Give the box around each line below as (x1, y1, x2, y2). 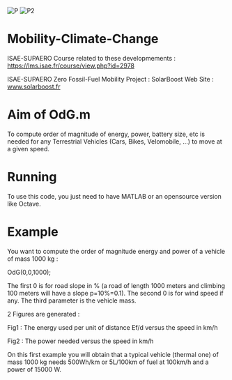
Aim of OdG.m (7, 107, 91, 123)
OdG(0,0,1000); (7, 268, 51, 276)
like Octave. (7, 199, 42, 208)
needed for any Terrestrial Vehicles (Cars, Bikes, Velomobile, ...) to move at (7, 137, 223, 146)
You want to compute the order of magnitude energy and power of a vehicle (7, 247, 225, 255)
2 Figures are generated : (7, 310, 80, 318)
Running (7, 169, 57, 185)
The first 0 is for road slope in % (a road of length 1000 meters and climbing (7, 281, 225, 289)
